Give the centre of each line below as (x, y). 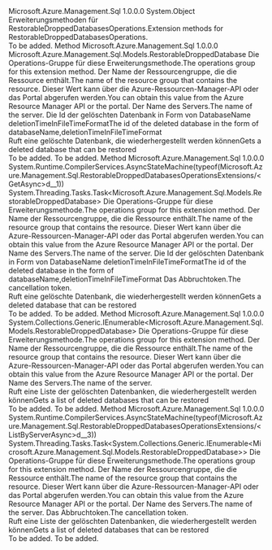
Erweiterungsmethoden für (54, 20)
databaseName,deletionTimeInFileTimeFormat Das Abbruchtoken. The (125, 279)
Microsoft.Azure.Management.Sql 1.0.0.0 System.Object (102, 11)
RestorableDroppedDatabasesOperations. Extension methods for (116, 28)
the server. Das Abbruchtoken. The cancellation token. (98, 513)
